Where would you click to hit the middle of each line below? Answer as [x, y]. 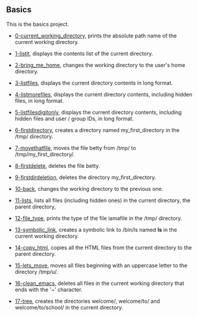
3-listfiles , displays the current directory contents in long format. [94, 83]
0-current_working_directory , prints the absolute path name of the [96, 36]
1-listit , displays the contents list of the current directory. [84, 54]
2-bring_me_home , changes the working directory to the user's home [100, 65]
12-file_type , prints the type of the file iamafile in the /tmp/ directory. [98, 218]
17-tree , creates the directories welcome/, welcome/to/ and [87, 301]
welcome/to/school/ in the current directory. [69, 307]
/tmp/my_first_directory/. [45, 154]
